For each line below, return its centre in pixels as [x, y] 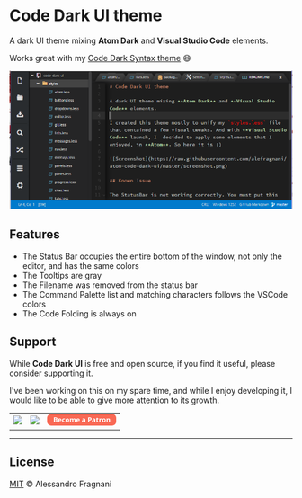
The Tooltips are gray [62, 275]
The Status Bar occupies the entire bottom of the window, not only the [152, 256]
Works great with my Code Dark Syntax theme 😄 [100, 58]
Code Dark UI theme [86, 16]
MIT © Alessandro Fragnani [61, 484]
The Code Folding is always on [79, 313]
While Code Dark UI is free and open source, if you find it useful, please [142, 363]
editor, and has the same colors [80, 265]
